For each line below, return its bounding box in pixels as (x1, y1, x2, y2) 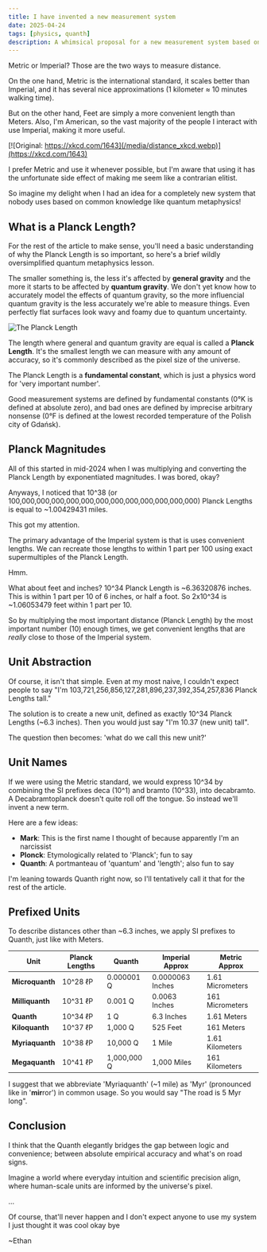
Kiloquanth (11, 1022, 49, 1032)
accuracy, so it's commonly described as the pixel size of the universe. (8, 355, 241, 365)
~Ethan (8, 1235, 32, 1245)
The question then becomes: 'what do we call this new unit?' (8, 733, 207, 742)
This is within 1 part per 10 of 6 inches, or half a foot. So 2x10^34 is (8, 591, 227, 601)
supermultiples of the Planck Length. (8, 552, 129, 562)
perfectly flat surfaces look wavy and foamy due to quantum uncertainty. (8, 307, 247, 317)
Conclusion (8, 1119, 67, 1133)
